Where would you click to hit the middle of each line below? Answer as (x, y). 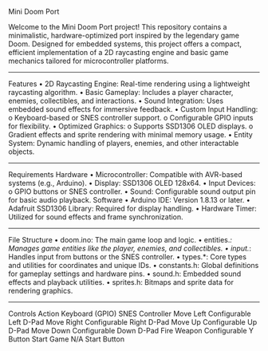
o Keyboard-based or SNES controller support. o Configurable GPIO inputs (131, 118)
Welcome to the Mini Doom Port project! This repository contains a (118, 27)
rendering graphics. (41, 291)
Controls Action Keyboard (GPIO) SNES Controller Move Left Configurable (130, 314)
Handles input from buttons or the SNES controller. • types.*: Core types (128, 257)
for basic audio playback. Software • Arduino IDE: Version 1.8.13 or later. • (130, 200)
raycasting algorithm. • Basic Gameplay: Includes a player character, (121, 92)
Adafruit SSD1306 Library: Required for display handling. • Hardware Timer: (132, 208)
